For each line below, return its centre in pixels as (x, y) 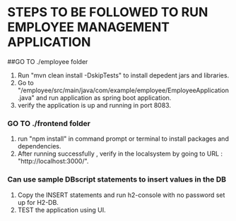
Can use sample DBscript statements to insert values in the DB (117, 179)
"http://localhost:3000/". (53, 161)
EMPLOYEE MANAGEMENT (88, 27)
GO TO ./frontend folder (49, 123)
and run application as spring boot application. (104, 97)
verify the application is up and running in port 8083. (94, 105)
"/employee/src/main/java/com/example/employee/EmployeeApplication (123, 90)
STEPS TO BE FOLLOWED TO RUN (108, 12)
